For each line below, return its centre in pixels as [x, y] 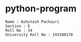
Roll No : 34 [19, 30]
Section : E [18, 26]
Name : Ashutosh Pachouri [32, 22]
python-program [41, 9]
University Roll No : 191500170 [39, 35]
